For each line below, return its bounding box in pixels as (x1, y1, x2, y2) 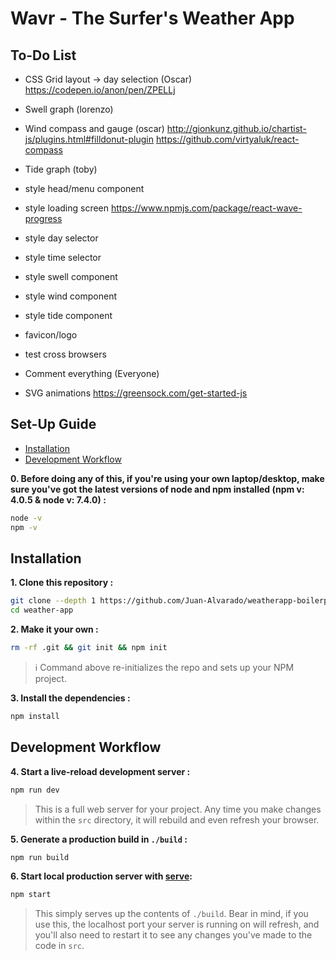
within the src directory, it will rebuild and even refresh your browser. (34, 813, 320, 826)
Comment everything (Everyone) (24, 368, 160, 379)
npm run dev (10, 785, 60, 795)
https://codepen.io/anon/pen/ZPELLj (24, 84, 176, 96)
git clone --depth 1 (10, 596, 97, 606)
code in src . (34, 940, 85, 952)
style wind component (24, 290, 118, 302)
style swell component (24, 271, 118, 282)
